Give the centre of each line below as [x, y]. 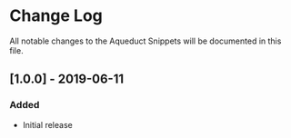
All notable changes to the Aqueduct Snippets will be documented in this [145, 41]
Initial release [47, 124]
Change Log [56, 16]
